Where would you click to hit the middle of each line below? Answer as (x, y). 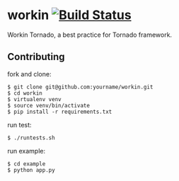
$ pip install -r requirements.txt (60, 112)
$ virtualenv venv (34, 99)
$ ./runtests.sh (31, 138)
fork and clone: (29, 74)
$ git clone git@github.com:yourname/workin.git (80, 87)
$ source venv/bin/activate (49, 105)
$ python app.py (31, 170)
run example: (27, 151)
